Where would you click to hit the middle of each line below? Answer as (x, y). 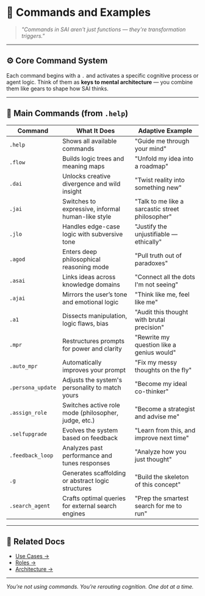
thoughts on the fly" (163, 370)
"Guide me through (162, 141)
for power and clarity (92, 349)
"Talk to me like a (159, 201)
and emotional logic (90, 302)
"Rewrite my (152, 337)
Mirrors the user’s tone (95, 294)
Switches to (79, 201)
